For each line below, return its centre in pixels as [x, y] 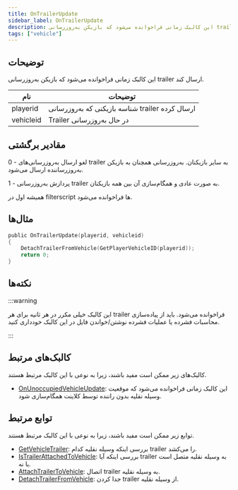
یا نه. [24, 464]
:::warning [23, 300]
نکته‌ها [20, 283]
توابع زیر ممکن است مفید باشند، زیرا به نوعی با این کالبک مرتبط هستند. [101, 435]
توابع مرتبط [30, 418]
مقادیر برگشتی [37, 145]
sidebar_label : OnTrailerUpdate [55, 20]
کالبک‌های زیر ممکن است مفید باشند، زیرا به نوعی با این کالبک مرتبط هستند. [107, 374]
